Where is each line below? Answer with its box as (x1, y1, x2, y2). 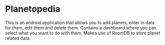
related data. (5, 35, 31, 41)
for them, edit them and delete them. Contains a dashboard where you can (5, 24, 157, 30)
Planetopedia (5, 3, 61, 15)
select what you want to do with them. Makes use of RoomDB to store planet (5, 30, 161, 36)
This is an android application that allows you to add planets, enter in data (5, 20, 155, 25)
